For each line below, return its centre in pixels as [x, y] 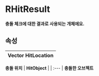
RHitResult [28, 9]
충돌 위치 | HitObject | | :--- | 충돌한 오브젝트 [49, 68]
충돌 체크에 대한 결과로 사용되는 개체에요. [45, 23]
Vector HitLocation [31, 55]
